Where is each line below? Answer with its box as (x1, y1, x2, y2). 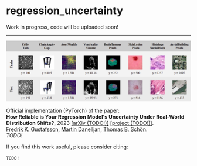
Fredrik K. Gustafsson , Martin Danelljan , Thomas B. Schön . (6, 126, 148, 133)
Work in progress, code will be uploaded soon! (6, 23, 119, 30)
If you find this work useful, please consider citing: (6, 143, 128, 150)
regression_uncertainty (6, 4, 123, 18)
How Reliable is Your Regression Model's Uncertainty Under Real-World (6, 113, 185, 120)
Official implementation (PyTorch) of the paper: (6, 107, 120, 115)
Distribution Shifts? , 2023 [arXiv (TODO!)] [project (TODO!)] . (6, 120, 154, 127)
